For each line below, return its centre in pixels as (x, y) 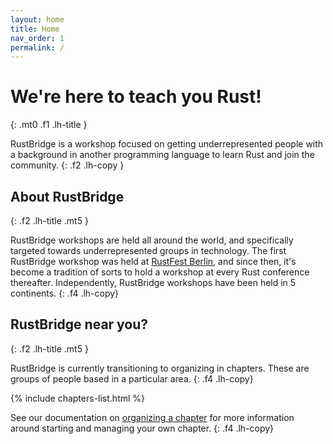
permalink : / (37, 47)
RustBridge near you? (79, 324)
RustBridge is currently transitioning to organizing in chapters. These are (160, 368)
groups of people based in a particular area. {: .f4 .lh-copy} (132, 378)
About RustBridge (67, 196)
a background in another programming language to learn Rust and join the (162, 155)
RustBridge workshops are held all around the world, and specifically (152, 240)
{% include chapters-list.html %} (78, 398)
